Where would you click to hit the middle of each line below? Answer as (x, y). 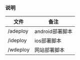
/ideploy (17, 41)
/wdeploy (19, 50)
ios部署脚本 (48, 41)
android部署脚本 (53, 32)
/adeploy (18, 31)
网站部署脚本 (49, 50)
